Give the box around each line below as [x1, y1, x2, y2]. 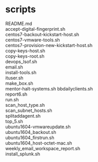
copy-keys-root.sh [5, 53, 45, 59]
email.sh [5, 64, 23, 70]
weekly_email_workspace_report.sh [5, 145, 81, 151]
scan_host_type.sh [5, 102, 45, 108]
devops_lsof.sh [5, 58, 37, 64]
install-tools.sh [5, 69, 37, 75]
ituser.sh [5, 75, 24, 81]
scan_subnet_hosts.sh [5, 107, 52, 113]
